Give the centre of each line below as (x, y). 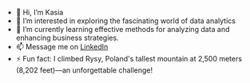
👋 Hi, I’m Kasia (40, 12)
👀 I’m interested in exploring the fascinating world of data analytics (125, 21)
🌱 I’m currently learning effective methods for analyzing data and (123, 29)
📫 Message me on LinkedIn (62, 47)
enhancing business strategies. (67, 38)
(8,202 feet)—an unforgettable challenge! (84, 70)
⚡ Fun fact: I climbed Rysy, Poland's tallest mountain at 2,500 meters (129, 59)
